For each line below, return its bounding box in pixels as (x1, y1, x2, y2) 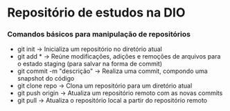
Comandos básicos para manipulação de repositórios (7, 30, 191, 39)
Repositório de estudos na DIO (7, 5, 186, 21)
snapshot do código (17, 74, 75, 83)
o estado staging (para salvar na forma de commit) (17, 60, 163, 68)
